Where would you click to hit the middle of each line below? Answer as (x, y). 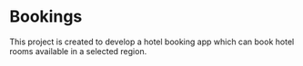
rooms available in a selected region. (78, 51)
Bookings (46, 17)
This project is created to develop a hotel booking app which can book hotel (152, 42)
